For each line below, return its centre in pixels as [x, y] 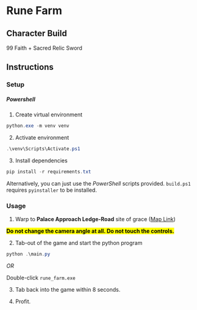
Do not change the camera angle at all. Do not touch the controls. [90, 231]
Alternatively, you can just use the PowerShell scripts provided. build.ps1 [99, 183]
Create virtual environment [49, 115]
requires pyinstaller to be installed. [52, 190]
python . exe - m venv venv [38, 126]
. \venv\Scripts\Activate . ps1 [43, 149]
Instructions [30, 67]
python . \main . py [28, 254]
